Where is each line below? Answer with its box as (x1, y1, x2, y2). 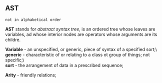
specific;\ (5, 57, 24, 63)
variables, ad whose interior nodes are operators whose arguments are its (5, 31, 157, 37)
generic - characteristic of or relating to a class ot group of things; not (5, 51, 150, 57)
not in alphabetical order (5, 17, 61, 22)
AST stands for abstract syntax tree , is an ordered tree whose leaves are (5, 26, 155, 32)
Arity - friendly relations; (5, 72, 56, 78)
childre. (5, 36, 21, 42)
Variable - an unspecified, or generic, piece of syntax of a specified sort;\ (5, 46, 157, 52)
